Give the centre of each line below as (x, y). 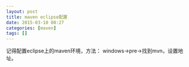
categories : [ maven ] (31, 28)
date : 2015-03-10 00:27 (35, 22)
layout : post (22, 11)
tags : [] (17, 33)
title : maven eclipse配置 (37, 17)
